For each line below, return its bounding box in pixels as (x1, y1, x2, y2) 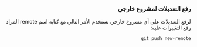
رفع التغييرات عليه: (150, 24, 191, 31)
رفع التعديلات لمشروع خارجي (117, 5, 191, 13)
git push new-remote (140, 36, 191, 42)
